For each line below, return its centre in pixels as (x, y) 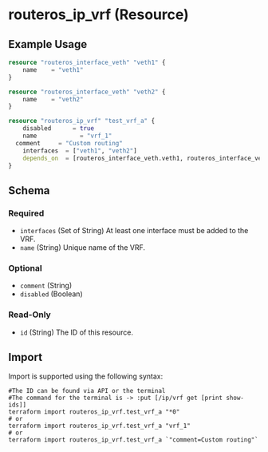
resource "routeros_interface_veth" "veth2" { (87, 92)
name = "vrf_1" (67, 136)
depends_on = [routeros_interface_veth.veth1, (103, 158)
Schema (29, 190)
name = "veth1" (53, 69)
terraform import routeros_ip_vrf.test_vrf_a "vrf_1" (100, 426)
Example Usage (48, 44)
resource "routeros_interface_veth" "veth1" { (87, 62)
